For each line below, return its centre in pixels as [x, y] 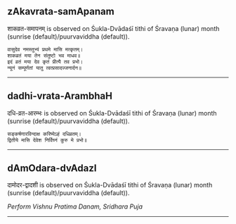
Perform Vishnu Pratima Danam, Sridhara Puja [75, 206]
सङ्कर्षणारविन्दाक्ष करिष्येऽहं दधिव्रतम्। [45, 134]
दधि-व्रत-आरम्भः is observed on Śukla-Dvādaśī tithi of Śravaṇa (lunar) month [112, 113]
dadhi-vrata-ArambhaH [60, 96]
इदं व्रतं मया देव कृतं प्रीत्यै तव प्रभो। [45, 62]
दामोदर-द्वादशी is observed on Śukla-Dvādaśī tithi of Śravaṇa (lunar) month [110, 185]
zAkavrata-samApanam [61, 12]
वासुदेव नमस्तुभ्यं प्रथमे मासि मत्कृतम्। [45, 49]
